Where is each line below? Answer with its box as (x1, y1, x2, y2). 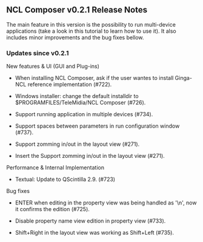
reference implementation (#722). (27, 81, 112, 88)
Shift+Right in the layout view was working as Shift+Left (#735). (15, 229, 175, 237)
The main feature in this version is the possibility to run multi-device (6, 21, 176, 28)
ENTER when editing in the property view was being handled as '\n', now (15, 199, 197, 206)
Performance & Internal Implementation (6, 164, 105, 171)
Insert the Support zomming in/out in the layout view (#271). (15, 152, 165, 160)
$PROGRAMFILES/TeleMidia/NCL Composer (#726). (15, 99, 146, 106)
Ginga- (175, 74, 193, 82)
